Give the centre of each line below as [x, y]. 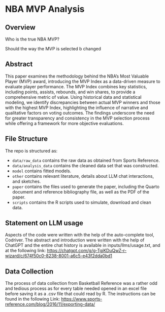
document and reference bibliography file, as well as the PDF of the [81, 192]
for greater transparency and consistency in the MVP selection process [78, 118]
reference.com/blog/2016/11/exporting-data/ [50, 304]
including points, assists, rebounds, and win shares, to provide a [70, 92]
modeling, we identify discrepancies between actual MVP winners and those [83, 102]
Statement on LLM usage [44, 223]
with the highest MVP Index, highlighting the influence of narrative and [77, 108]
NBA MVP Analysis [45, 9]
